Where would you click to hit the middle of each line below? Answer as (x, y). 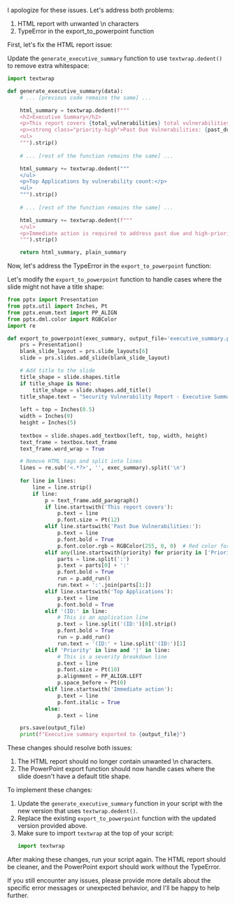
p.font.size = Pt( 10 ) (88, 670)
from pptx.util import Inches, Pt (58, 306)
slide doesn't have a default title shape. (74, 776)
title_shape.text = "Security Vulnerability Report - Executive (115, 396)
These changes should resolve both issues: (70, 748)
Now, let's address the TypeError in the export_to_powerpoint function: (109, 266)
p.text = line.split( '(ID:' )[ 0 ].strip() (117, 624)
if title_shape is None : (56, 384)
